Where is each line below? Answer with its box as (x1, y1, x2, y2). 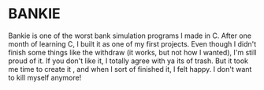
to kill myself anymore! (8, 73, 82, 82)
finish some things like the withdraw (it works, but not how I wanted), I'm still (8, 47, 257, 57)
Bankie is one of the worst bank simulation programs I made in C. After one (8, 31, 252, 40)
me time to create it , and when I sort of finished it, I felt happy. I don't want (8, 64, 252, 73)
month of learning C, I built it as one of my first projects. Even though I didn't (8, 39, 257, 48)
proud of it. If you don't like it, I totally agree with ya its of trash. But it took (8, 56, 248, 66)
